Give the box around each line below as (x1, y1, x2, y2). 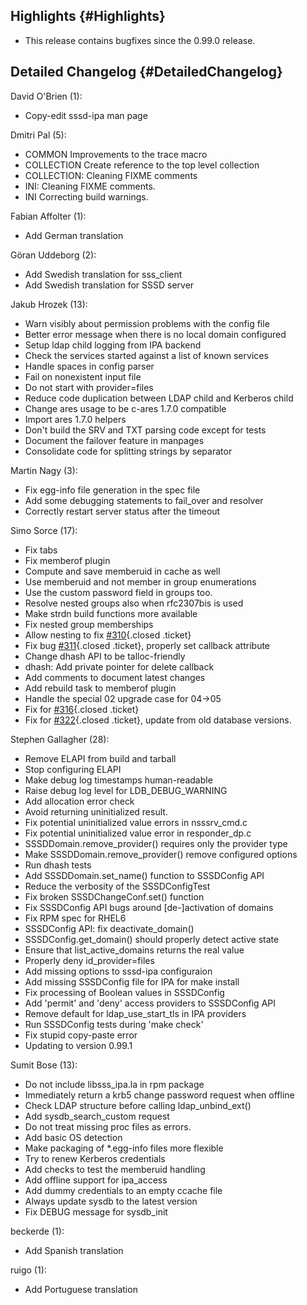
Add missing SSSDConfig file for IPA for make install (24, 975, 240, 988)
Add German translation (24, 229, 124, 241)
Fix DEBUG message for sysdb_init (24, 1205, 168, 1218)
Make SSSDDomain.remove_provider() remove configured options (24, 848, 298, 860)
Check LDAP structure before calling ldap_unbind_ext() (24, 1099, 252, 1111)
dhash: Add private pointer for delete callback (24, 660, 215, 673)
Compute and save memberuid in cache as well (24, 565, 221, 577)
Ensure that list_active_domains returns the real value (24, 944, 245, 956)
